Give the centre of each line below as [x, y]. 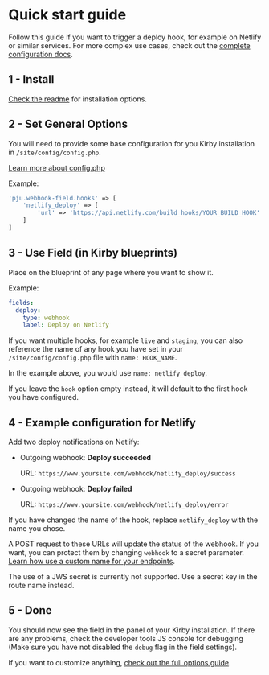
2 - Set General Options [68, 124]
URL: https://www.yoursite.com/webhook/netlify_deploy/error [124, 504]
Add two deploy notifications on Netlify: [74, 442]
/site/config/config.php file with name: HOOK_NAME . [93, 358]
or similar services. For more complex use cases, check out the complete [129, 45]
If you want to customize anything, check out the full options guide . [120, 662]
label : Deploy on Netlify [66, 325]
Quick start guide [67, 15]
